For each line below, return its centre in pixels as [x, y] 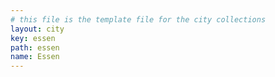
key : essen [33, 38]
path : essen [35, 47]
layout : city [37, 29]
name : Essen [35, 57]
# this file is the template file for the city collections [138, 19]
